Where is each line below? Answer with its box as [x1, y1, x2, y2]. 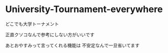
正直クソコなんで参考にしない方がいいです [5, 31, 94, 37]
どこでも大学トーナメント [5, 21, 59, 27]
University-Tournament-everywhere [5, 4, 163, 15]
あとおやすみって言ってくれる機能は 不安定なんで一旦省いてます [5, 42, 140, 48]
